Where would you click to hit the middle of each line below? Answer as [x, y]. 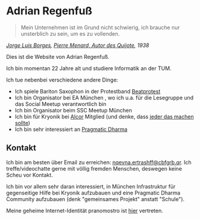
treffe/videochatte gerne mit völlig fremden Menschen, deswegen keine [94, 168]
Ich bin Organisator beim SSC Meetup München [73, 110]
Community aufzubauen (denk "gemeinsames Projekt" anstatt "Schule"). [95, 199]
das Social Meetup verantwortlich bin [60, 104]
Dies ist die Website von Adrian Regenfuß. [58, 56]
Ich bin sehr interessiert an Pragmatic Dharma [71, 129]
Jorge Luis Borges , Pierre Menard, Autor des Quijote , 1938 [78, 45]
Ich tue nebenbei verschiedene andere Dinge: [62, 80]
